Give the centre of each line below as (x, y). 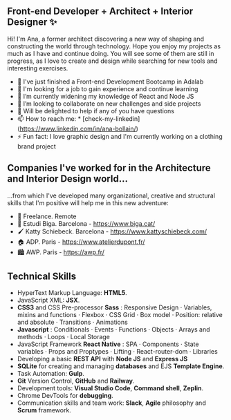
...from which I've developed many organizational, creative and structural (111, 195)
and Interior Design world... (67, 179)
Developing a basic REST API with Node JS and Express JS (102, 359)
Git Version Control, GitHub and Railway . (76, 381)
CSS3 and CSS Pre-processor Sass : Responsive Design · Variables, (114, 307)
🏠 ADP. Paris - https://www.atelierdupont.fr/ (81, 242)
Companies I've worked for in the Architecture (109, 168)
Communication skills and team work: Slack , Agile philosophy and (111, 403)
